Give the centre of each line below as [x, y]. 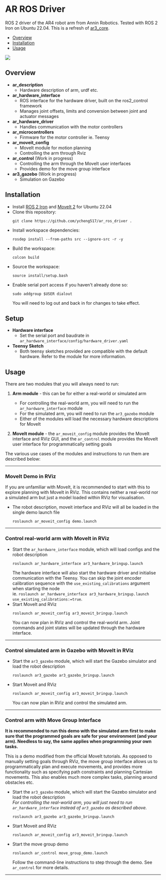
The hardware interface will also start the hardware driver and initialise [84, 573]
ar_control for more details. [41, 868]
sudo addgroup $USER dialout [42, 294]
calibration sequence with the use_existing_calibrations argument [81, 583]
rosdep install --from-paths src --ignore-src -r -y [68, 239]
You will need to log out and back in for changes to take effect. [76, 303]
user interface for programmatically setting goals [62, 444]
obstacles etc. [20, 782]
